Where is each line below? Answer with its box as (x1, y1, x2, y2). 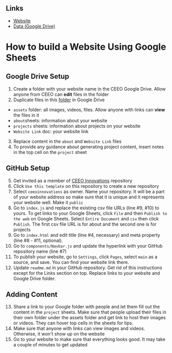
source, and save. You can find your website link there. (13, 259, 130, 265)
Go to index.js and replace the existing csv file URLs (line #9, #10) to (13, 205, 159, 211)
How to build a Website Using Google (6, 41, 166, 53)
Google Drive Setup (6, 72, 70, 81)
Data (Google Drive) (13, 23, 56, 29)
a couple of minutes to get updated (13, 342, 88, 348)
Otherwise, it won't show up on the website (13, 331, 105, 337)
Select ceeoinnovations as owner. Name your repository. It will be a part (13, 188, 165, 194)
